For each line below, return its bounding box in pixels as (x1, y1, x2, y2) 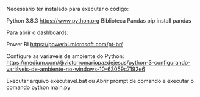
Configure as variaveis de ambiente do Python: (6, 52, 124, 60)
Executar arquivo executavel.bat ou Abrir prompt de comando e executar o (6, 77, 194, 84)
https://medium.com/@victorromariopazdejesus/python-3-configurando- (6, 59, 191, 66)
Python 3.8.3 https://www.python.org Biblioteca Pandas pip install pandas (6, 17, 191, 24)
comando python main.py (6, 84, 71, 91)
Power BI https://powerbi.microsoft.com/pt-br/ (6, 41, 123, 48)
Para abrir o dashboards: (6, 29, 69, 36)
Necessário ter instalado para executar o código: (6, 5, 129, 12)
